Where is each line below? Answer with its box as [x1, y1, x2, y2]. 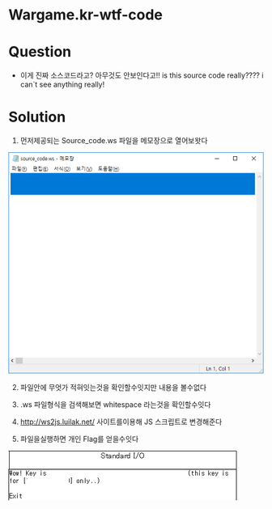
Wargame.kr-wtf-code [8, 6, 164, 24]
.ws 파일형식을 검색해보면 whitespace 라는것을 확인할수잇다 [19, 399, 211, 409]
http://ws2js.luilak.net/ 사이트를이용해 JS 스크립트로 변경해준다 [19, 417, 223, 426]
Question [8, 43, 71, 62]
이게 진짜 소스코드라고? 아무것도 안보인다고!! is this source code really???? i [19, 70, 264, 80]
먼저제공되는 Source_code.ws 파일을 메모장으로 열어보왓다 [19, 136, 208, 146]
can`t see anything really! [19, 79, 105, 90]
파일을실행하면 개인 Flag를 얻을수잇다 [19, 434, 139, 443]
